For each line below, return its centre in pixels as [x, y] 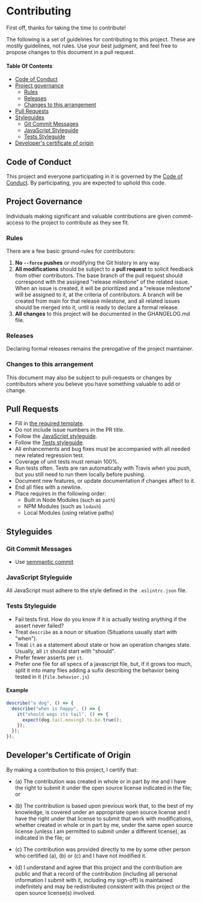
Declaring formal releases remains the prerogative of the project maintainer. [100, 349]
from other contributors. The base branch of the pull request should [99, 276]
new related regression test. [49, 455]
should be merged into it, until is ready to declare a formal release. [97, 307]
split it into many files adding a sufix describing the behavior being [97, 670]
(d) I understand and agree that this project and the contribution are [98, 867]
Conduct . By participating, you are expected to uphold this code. [86, 183]
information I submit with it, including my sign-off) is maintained [94, 880]
